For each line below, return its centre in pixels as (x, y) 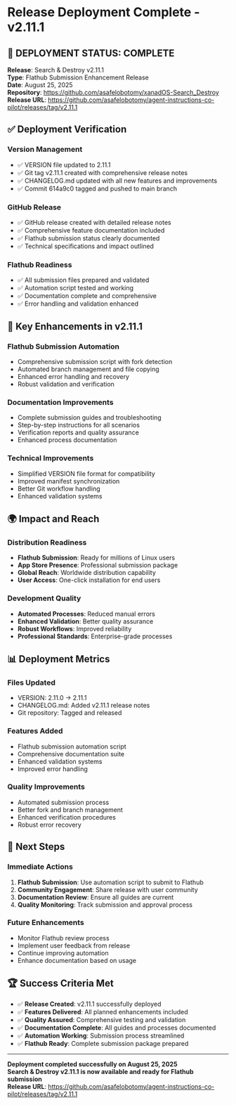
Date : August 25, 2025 (40, 85)
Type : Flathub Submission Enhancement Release (78, 77)
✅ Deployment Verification (67, 130)
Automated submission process (63, 802)
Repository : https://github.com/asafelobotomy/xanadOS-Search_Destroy (113, 92)
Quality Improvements (46, 787)
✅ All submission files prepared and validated (83, 280)
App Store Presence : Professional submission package (98, 565)
